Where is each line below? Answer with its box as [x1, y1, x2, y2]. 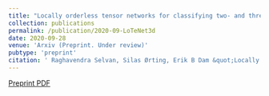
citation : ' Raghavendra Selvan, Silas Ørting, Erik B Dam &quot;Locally [8, 57, 260, 65]
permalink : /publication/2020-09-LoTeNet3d [8, 26, 156, 34]
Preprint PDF [8, 78, 50, 88]
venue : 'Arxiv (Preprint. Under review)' [8, 42, 149, 50]
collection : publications [8, 19, 94, 27]
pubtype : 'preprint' [8, 49, 78, 57]
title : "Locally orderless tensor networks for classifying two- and [8, 11, 246, 20]
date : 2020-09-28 [8, 34, 66, 42]
